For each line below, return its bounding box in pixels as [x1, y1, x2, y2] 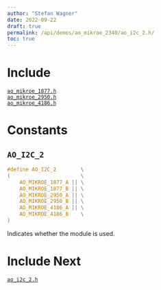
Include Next [7, 254, 82, 269]
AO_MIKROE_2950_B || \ [19, 198, 84, 205]
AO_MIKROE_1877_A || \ [19, 179, 84, 186]
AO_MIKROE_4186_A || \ [19, 204, 84, 211]
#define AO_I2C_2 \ [7, 166, 84, 173]
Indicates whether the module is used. [7, 229, 115, 237]
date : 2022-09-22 [7, 16, 57, 23]
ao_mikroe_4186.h [7, 100, 57, 107]
